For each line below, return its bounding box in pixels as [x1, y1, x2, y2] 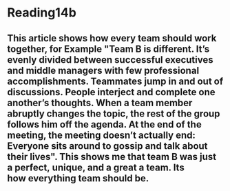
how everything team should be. [7, 172, 149, 184]
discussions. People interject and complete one [7, 86, 216, 98]
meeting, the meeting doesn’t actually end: [7, 129, 196, 141]
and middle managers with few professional [7, 64, 200, 77]
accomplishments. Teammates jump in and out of [7, 75, 224, 87]
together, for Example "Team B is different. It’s [7, 43, 210, 54]
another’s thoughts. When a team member [7, 97, 193, 108]
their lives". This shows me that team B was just [7, 150, 217, 163]
